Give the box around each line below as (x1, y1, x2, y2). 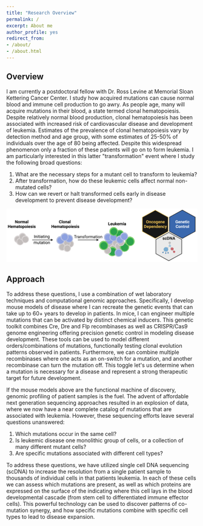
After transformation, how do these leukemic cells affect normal (15, 177, 175, 184)
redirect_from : (6, 35, 45, 42)
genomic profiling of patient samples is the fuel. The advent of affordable (6, 392, 189, 400)
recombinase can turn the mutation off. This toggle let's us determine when (6, 361, 195, 369)
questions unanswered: (6, 418, 65, 426)
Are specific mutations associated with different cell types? (15, 449, 164, 457)
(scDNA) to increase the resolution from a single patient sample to (6, 468, 171, 475)
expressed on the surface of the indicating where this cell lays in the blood (6, 487, 193, 494)
